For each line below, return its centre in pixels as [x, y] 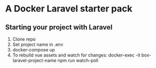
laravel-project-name [34, 60]
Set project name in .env [38, 44]
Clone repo [24, 39]
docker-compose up [34, 50]
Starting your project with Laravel [59, 27]
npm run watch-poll [78, 60]
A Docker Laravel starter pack [69, 9]
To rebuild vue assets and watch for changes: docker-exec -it [76, 55]
